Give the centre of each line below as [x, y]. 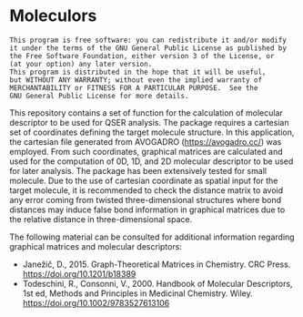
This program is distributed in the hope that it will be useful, [138, 72]
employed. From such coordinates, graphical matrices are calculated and [146, 151]
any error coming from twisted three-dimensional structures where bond [146, 199]
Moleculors [53, 16]
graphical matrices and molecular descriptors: [96, 246]
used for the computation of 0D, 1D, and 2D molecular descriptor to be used [151, 161]
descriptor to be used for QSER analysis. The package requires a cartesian [149, 122]
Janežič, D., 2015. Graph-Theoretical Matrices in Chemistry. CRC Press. [157, 264]
